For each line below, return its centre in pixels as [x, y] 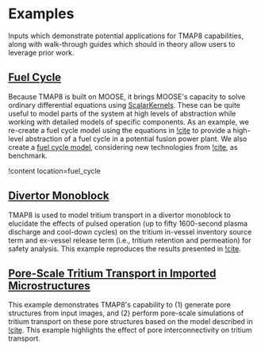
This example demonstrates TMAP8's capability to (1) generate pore [120, 305]
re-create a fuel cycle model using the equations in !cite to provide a [120, 130]
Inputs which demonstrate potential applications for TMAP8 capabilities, [126, 36]
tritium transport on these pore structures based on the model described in [131, 322]
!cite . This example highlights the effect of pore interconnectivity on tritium [130, 330]
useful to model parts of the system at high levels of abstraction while [122, 113]
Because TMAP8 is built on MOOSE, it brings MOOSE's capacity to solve [127, 97]
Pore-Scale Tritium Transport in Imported [112, 273]
